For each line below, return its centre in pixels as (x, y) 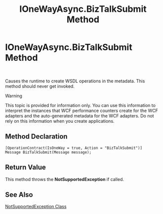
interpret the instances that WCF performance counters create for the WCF (81, 110)
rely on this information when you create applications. (60, 121)
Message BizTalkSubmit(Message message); (48, 152)
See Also (19, 195)
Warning (14, 96)
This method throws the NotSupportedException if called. (65, 179)
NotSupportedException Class (36, 207)
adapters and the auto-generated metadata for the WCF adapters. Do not (80, 116)
